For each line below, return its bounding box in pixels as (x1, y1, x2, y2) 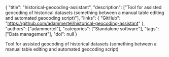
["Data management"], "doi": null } (5, 31, 78, 37)
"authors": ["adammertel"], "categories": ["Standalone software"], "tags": (5, 26, 159, 32)
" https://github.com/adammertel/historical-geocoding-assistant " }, (5, 20, 145, 26)
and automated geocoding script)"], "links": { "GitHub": (5, 15, 121, 21)
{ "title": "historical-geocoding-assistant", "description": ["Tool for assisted (5, 5, 162, 10)
